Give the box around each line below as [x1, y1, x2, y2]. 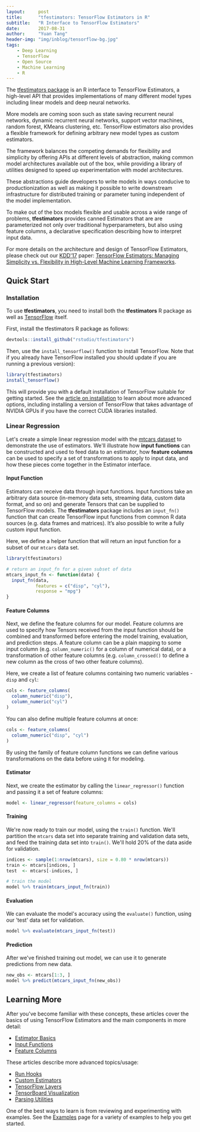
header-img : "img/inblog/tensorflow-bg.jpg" [6, 36, 118, 42]
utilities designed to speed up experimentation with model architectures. [6, 167, 183, 174]
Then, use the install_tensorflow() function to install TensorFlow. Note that [6, 347, 194, 354]
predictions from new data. [6, 961, 73, 968]
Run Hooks [14, 1070, 42, 1078]
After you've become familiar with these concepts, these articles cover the [6, 1010, 189, 1017]
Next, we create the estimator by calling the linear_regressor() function [6, 782, 185, 789]
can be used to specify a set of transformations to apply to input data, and [6, 455, 189, 462]
